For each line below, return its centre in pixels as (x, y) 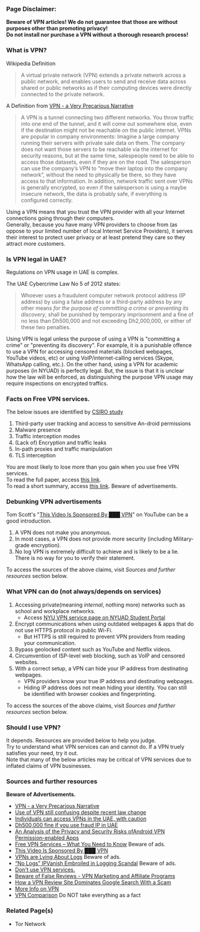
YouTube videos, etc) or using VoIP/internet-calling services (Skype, (90, 358)
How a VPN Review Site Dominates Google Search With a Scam (93, 882)
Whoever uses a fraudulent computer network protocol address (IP (103, 295)
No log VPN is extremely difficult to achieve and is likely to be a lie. (97, 552)
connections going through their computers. (61, 218)
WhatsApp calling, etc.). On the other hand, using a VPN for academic (92, 364)
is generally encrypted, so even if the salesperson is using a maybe (104, 187)
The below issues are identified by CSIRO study (65, 412)
